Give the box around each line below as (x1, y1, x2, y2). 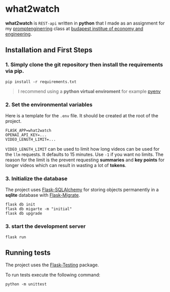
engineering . (5, 31, 32, 37)
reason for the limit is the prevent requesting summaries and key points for (5, 157, 165, 163)
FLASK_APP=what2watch (5, 128, 52, 133)
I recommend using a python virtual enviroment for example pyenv (17, 88, 161, 94)
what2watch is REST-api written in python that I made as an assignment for (5, 20, 165, 26)
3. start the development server (5, 223, 86, 230)
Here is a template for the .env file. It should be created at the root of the (5, 112, 159, 118)
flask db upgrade (5, 211, 42, 216)
